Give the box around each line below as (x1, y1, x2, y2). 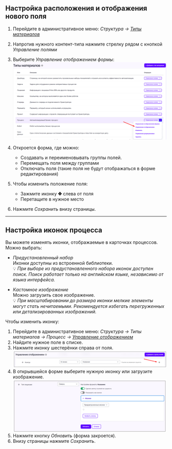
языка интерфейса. (12, 277, 55, 283)
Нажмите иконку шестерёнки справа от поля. (12, 345, 114, 351)
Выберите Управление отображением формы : (12, 56, 115, 62)
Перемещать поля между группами (20, 160, 99, 166)
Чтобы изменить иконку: (5, 319, 60, 325)
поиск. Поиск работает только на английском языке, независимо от (12, 271, 164, 278)
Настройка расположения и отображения (5, 4, 147, 13)
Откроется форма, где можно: (12, 145, 79, 151)
